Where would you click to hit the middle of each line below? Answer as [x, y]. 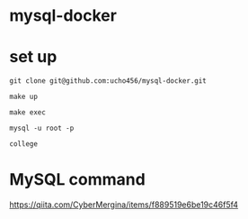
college [24, 144]
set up [33, 57]
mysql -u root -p [42, 128]
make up [24, 97]
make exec [28, 113]
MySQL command [77, 180]
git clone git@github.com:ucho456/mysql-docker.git [108, 81]
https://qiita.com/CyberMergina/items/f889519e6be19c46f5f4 [124, 205]
